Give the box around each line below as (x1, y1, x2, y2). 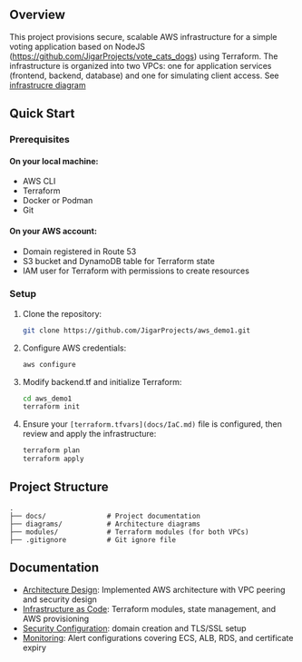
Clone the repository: (22, 308, 102, 319)
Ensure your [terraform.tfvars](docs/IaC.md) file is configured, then (22, 419, 283, 430)
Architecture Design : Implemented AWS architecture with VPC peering (22, 584, 286, 595)
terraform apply (22, 454, 84, 464)
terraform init (22, 402, 81, 411)
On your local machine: (9, 155, 99, 166)
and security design (22, 594, 98, 605)
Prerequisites (9, 133, 70, 146)
